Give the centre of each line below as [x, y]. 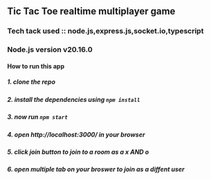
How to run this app [36, 66]
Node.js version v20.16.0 [50, 50]
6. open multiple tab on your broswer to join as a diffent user [96, 170]
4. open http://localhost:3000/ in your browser [76, 134]
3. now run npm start [37, 117]
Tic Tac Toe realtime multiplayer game [91, 11]
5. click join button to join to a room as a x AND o [78, 152]
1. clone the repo [31, 82]
